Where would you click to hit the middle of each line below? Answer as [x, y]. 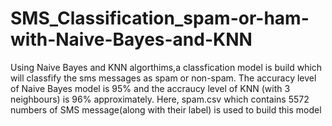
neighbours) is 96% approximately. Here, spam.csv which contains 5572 [160, 99]
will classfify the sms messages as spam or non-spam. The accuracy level [163, 78]
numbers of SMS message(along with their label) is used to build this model [166, 109]
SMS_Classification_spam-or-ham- [160, 18]
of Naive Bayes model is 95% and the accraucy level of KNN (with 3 [150, 88]
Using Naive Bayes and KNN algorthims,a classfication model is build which [166, 67]
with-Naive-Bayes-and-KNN [131, 39]
